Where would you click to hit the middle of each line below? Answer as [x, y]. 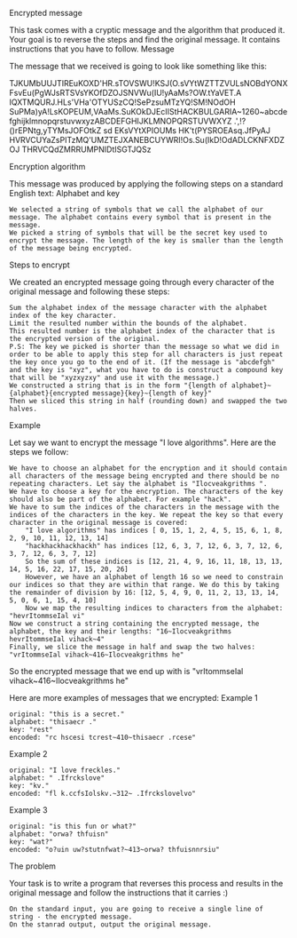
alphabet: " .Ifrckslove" [57, 778]
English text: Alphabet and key [65, 193]
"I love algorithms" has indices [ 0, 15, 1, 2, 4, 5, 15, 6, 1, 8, [154, 530]
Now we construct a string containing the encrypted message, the [134, 624]
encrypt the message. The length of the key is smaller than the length [146, 241]
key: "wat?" [31, 842]
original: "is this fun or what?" [73, 826]
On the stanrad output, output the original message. [111, 925]
